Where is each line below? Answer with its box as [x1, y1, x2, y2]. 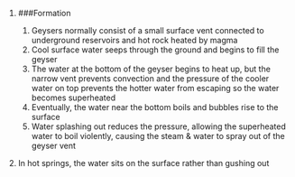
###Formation [17, 8, 71, 18]
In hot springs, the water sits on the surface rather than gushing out [17, 158, 270, 168]
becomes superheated [31, 92, 115, 103]
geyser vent [31, 140, 77, 151]
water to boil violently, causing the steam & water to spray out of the [31, 131, 286, 141]
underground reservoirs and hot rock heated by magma [31, 35, 238, 45]
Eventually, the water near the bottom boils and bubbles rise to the [31, 102, 279, 112]
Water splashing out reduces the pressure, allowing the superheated [31, 121, 286, 132]
